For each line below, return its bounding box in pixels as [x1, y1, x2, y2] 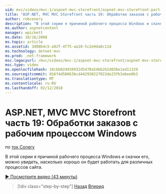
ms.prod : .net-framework [5, 53, 56, 58]
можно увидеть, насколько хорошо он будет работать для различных [5, 159, 153, 165]
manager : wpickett [5, 30, 43, 35]
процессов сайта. [5, 164, 43, 170]
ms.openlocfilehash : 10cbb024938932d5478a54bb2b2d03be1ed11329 [5, 67, 138, 72]
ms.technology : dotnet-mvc [5, 48, 61, 53]
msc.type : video [5, 62, 39, 67]
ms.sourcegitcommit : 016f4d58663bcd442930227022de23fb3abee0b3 [5, 72, 138, 77]
